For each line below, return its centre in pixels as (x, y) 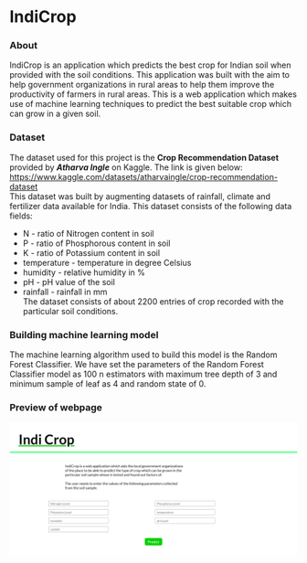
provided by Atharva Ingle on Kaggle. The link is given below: (126, 167)
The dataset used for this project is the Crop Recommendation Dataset (144, 157)
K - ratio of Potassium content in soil (91, 252)
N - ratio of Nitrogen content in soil (88, 233)
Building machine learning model (84, 335)
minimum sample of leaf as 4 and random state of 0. (108, 384)
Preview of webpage (56, 407)
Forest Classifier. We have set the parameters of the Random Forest (137, 365)
